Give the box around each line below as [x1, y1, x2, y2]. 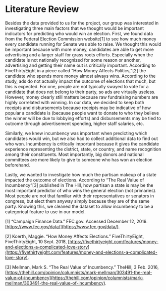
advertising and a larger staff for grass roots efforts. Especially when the [5, 51, 153, 58]
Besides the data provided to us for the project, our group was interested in [5, 20, 159, 26]
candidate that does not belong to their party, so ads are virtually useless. [5, 89, 156, 95]
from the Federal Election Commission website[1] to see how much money [5, 36, 157, 42]
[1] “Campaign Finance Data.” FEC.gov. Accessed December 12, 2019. [5, 218, 148, 224]
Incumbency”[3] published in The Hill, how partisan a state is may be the [5, 182, 154, 188]
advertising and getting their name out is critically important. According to [5, 62, 156, 68]
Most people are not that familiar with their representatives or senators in [5, 193, 154, 199]
